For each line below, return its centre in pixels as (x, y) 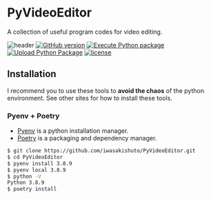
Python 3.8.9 (26, 183)
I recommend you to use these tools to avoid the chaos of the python (106, 90)
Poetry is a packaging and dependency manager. (87, 138)
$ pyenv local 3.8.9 (37, 170)
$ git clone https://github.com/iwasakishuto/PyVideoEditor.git (101, 151)
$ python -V (24, 176)
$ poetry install (32, 189)
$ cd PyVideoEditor (35, 157)
